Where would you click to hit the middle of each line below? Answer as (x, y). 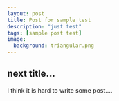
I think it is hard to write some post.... (60, 90)
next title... (31, 74)
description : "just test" (44, 26)
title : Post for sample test (49, 20)
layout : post (26, 13)
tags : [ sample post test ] (44, 33)
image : (17, 39)
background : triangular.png (54, 46)
